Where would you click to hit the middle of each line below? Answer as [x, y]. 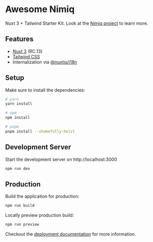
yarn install [19, 104]
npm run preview [22, 225]
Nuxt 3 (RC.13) [27, 51]
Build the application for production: [42, 196]
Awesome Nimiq [40, 9]
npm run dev [18, 168]
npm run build [20, 206]
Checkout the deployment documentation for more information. [71, 234]
